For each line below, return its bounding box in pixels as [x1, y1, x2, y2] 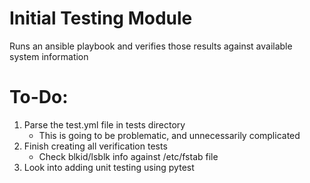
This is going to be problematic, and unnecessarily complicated [38, 129, 301, 141]
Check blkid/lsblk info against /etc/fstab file [38, 150, 219, 162]
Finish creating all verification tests [23, 140, 168, 152]
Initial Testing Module [9, 7, 193, 30]
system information [9, 50, 89, 62]
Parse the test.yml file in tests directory [23, 118, 186, 131]
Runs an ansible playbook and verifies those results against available [9, 40, 293, 52]
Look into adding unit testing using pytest [23, 161, 195, 173]
